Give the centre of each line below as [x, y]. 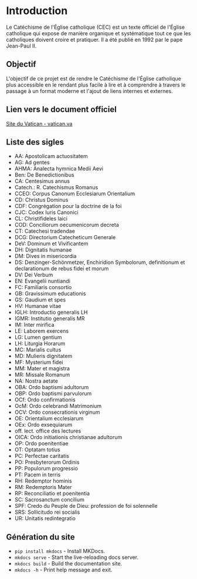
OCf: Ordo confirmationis [45, 400]
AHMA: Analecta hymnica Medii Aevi [59, 169]
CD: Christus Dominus [41, 200]
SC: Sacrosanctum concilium [50, 500]
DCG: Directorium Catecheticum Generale [65, 237]
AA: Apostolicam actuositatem [51, 156]
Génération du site [40, 537]
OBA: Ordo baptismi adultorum [52, 387]
